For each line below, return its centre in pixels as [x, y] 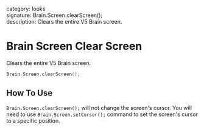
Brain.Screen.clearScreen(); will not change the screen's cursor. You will [99, 108]
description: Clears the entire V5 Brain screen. [64, 22]
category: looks [26, 9]
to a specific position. [33, 120]
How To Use [30, 93]
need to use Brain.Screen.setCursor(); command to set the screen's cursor [102, 114]
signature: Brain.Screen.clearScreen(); [55, 15]
